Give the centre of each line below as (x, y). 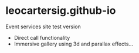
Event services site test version (43, 26)
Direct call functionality (42, 37)
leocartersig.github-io (61, 11)
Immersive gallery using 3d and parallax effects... (73, 44)
